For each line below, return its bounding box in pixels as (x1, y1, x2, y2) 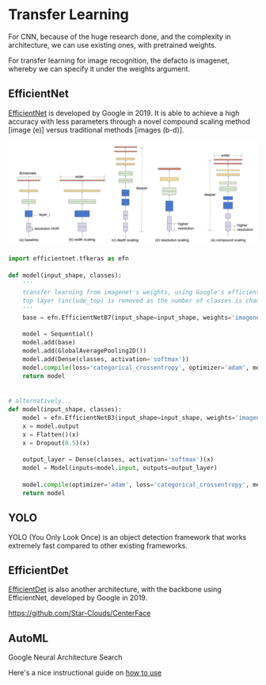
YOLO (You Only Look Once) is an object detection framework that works (8, 532, 247, 541)
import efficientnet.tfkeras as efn (8, 255, 129, 263)
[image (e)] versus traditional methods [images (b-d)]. (8, 125, 184, 134)
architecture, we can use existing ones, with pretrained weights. (8, 40, 217, 49)
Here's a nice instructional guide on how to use (8, 668, 162, 678)
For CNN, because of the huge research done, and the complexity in (8, 32, 231, 41)
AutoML (8, 631, 49, 645)
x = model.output (22, 422, 80, 430)
